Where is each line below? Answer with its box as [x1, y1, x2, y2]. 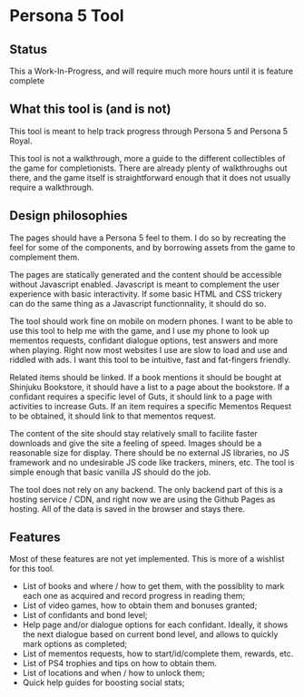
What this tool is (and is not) [9, 102, 172, 117]
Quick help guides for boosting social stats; [22, 677, 185, 688]
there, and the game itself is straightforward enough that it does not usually [9, 172, 291, 182]
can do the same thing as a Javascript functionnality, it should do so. [9, 298, 267, 309]
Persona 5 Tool [9, 5, 124, 26]
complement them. [9, 251, 80, 262]
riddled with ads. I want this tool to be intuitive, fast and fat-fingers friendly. [9, 354, 291, 365]
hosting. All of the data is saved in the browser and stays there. [9, 503, 245, 514]
